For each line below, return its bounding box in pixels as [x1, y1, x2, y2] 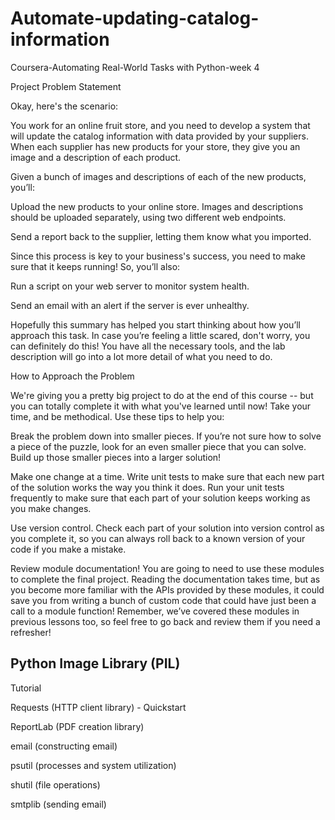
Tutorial [10, 682, 42, 694]
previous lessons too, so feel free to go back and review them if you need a [10, 615, 321, 627]
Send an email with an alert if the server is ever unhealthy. [10, 299, 250, 311]
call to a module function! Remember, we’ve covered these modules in [10, 605, 300, 617]
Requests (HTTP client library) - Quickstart [10, 701, 187, 713]
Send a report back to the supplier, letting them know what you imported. [10, 230, 312, 242]
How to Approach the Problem [10, 370, 135, 382]
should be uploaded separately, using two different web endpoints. [10, 211, 287, 223]
